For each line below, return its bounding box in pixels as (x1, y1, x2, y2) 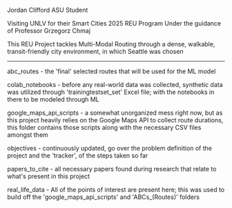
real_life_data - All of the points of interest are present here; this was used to (7, 186, 225, 193)
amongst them (7, 131, 48, 139)
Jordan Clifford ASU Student (7, 6, 88, 14)
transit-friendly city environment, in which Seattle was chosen (7, 48, 184, 55)
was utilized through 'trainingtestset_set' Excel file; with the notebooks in (7, 88, 215, 96)
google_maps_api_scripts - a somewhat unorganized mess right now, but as (7, 108, 223, 117)
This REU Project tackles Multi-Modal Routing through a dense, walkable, (7, 40, 215, 48)
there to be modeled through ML (7, 95, 99, 103)
